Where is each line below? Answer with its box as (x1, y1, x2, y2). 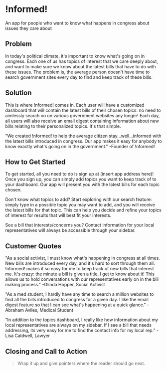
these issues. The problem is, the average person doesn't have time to (5, 69, 150, 75)
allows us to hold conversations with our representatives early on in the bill (5, 276, 159, 282)
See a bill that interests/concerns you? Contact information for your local (5, 222, 155, 228)
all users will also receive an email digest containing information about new (5, 118, 159, 124)
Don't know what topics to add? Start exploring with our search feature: (5, 196, 152, 202)
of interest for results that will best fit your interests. (5, 212, 112, 218)
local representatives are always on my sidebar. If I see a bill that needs (5, 322, 152, 328)
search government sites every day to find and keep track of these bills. (5, 74, 153, 80)
